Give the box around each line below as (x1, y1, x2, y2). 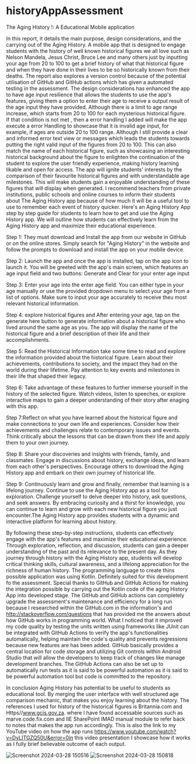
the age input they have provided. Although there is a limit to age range (6, 103, 177, 110)
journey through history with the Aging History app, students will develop (6, 554, 183, 561)
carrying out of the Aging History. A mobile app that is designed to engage (6, 41, 185, 48)
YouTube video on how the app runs (6, 728, 94, 735)
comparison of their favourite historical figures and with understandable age (6, 172, 190, 179)
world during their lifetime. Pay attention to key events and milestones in (6, 366, 180, 373)
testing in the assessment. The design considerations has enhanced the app (6, 85, 190, 92)
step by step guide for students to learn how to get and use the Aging (6, 210, 174, 217)
